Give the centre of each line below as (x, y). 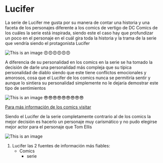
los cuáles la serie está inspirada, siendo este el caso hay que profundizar (79, 33)
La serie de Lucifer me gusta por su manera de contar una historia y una (77, 22)
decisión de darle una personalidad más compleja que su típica (68, 67)
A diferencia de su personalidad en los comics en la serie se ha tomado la (79, 62)
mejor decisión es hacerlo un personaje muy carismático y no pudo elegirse (81, 122)
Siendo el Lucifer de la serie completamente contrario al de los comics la (78, 116)
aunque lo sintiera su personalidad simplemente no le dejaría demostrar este (82, 83)
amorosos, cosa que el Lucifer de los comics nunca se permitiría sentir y (78, 78)
